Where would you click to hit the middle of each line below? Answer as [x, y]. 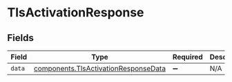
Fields [21, 38]
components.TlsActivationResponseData [100, 68]
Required [188, 57]
